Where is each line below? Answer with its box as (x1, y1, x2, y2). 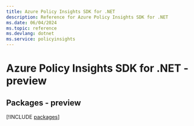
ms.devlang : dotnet (6, 31, 55, 37)
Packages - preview (6, 98, 81, 108)
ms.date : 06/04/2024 (6, 20, 58, 25)
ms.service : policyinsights (6, 36, 76, 42)
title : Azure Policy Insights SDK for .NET (6, 8, 116, 15)
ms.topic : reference (6, 25, 58, 31)
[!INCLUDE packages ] (6, 114, 60, 120)
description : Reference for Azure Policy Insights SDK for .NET (6, 14, 168, 20)
